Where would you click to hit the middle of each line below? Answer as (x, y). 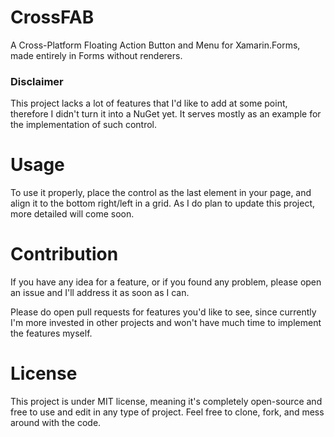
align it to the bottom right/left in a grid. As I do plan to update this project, (163, 203)
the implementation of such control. (84, 125)
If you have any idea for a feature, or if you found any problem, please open (166, 282)
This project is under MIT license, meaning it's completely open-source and (166, 402)
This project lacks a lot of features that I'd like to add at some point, (149, 103)
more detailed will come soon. (72, 214)
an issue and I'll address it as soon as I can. (100, 293)
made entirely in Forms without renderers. (96, 55)
